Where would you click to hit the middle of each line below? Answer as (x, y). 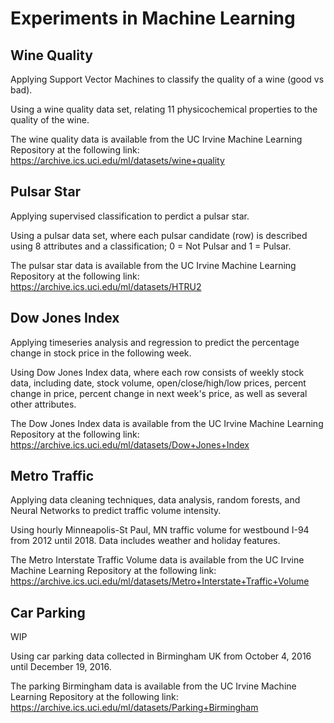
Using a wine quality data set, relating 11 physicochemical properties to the (164, 109)
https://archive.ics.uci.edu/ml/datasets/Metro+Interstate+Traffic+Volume (160, 581)
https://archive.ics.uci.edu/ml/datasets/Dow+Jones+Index (130, 444)
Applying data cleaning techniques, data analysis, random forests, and (155, 500)
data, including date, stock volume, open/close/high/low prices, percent (158, 383)
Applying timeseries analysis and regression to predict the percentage (155, 342)
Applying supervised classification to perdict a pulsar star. (130, 216)
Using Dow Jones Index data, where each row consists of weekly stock (157, 372)
